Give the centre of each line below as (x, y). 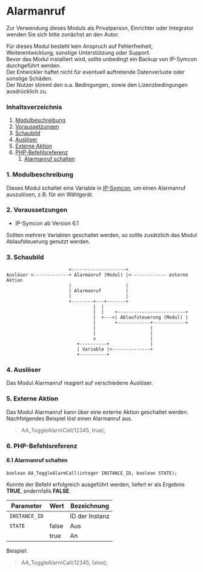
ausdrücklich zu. (27, 91)
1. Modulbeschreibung (40, 175)
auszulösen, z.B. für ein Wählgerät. (50, 194)
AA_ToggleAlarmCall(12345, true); (63, 430)
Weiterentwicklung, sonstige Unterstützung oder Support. (78, 52)
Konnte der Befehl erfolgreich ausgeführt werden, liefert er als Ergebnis (95, 484)
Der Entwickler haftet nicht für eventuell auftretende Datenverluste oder (96, 72)
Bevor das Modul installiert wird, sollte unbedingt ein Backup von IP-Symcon (102, 59)
